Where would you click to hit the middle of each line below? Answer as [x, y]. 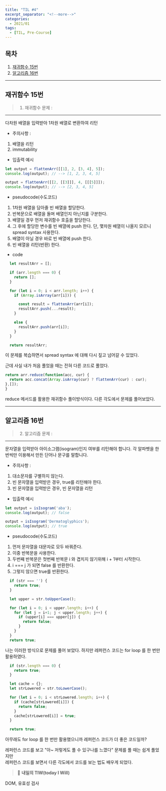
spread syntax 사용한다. [36, 233]
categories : [17, 19]
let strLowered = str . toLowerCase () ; [48, 689]
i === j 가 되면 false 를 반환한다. [43, 565]
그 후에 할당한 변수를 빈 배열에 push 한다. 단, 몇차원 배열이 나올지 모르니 [82, 226]
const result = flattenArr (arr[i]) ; [56, 304]
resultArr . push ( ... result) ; [47, 309]
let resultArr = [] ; [31, 264]
